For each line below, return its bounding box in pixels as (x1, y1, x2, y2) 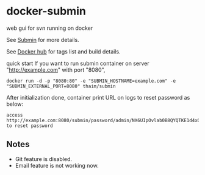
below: (6, 100, 23, 108)
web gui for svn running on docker (6, 24, 93, 32)
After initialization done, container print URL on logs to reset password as (6, 94, 190, 101)
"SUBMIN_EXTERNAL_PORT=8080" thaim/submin (6, 83, 116, 89)
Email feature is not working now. (15, 162, 99, 169)
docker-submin (6, 4, 87, 18)
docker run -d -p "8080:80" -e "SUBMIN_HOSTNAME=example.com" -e (6, 78, 176, 84)
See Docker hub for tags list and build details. (6, 47, 121, 55)
